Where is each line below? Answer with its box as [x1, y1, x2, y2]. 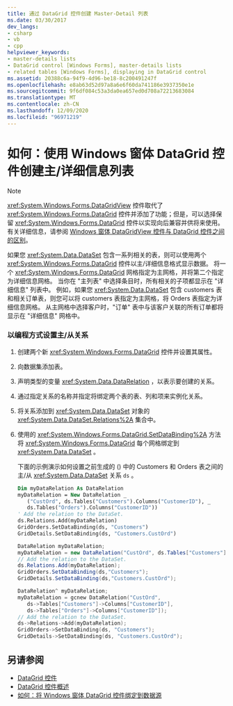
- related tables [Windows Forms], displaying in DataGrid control [7, 68, 207, 75]
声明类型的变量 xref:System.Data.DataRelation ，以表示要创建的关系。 [17, 377, 218, 385]
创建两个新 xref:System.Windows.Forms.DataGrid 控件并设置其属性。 [17, 347, 216, 355]
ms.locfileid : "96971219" [7, 113, 82, 120]
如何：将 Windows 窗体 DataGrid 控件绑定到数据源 [17, 691, 162, 699]
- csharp [7, 29, 33, 37]
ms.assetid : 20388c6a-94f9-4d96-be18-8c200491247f [7, 74, 157, 82]
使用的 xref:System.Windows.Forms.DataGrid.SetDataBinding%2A [17, 430, 207, 438]
